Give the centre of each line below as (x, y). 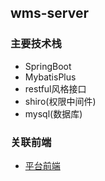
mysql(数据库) (53, 113)
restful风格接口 (55, 88)
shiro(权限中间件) (60, 101)
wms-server (50, 13)
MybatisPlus (50, 77)
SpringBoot (48, 66)
